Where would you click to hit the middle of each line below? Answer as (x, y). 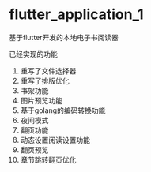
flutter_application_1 (77, 15)
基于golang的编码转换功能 (63, 110)
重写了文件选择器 (48, 71)
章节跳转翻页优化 (48, 159)
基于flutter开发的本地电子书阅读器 (64, 37)
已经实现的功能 (33, 54)
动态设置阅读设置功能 (55, 140)
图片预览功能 (41, 100)
